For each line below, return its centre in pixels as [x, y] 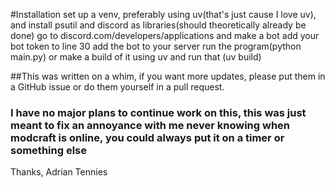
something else [49, 150]
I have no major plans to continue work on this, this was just [158, 112]
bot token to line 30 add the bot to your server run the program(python [156, 46]
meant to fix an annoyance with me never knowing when [150, 125]
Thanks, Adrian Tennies [59, 172]
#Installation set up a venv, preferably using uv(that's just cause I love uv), [163, 14]
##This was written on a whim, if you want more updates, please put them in [168, 76]
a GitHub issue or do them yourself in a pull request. [117, 87]
